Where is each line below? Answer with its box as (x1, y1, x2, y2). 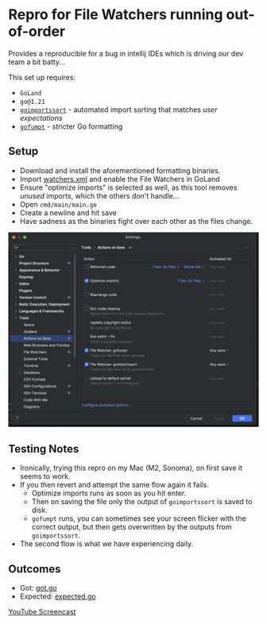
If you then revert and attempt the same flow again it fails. (19, 480, 209, 490)
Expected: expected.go (19, 591, 97, 601)
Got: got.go (19, 584, 57, 593)
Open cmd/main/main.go (19, 199, 97, 209)
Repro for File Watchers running (8, 6, 223, 24)
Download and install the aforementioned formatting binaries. (19, 165, 221, 175)
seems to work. (19, 472, 71, 481)
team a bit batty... (8, 57, 66, 67)
